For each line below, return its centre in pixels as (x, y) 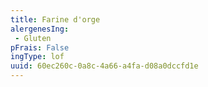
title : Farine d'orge (55, 19)
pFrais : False (40, 47)
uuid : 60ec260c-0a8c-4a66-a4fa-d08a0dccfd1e (104, 66)
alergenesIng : (40, 29)
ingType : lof (37, 57)
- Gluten (33, 38)
